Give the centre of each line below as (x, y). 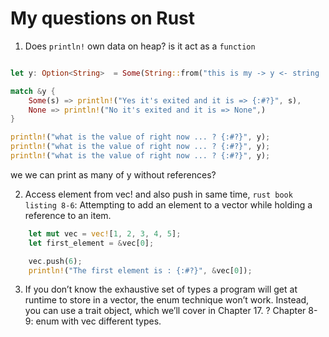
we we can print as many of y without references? (113, 174)
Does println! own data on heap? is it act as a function (140, 46)
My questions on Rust (103, 18)
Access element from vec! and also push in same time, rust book (158, 194)
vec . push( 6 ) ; (55, 261)
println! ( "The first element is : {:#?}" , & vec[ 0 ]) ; (140, 270)
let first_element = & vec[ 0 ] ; (91, 243)
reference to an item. (68, 215)
